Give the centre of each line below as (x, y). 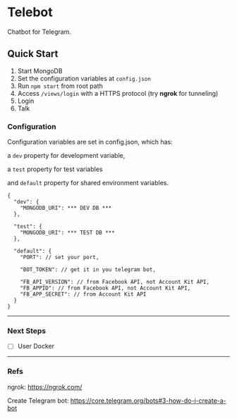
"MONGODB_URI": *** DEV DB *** (66, 208)
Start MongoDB (40, 70)
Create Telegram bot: (38, 400)
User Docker (36, 346)
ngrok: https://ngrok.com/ (45, 387)
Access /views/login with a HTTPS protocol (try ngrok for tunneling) (118, 93)
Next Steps (27, 330)
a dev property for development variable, (66, 156)
